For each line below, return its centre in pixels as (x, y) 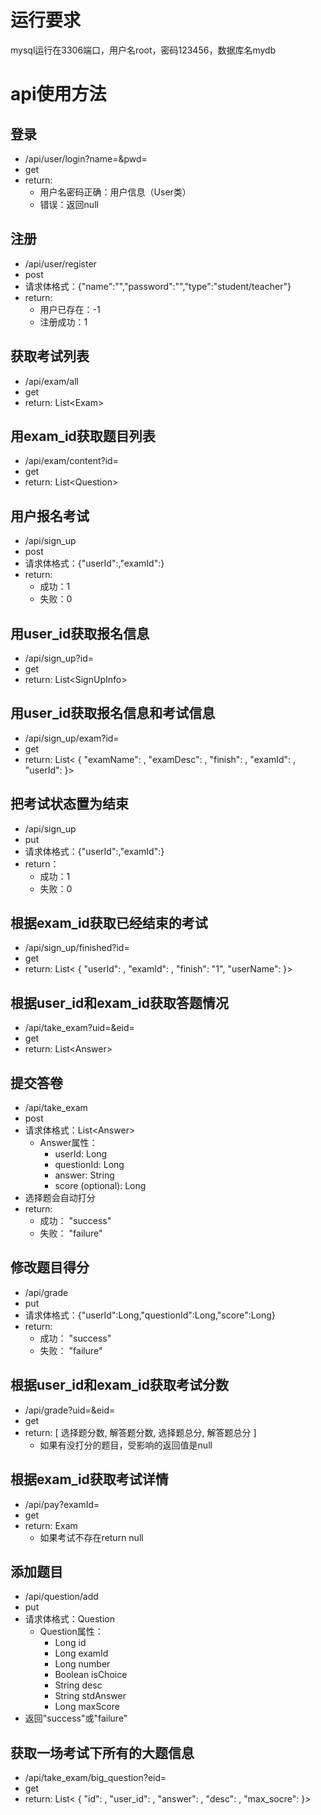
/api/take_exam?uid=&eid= (79, 1028)
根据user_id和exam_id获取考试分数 (119, 1385)
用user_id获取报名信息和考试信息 (113, 713)
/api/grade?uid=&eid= (70, 1410)
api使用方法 (58, 94)
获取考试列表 (50, 356)
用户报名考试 (50, 516)
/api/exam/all (52, 381)
